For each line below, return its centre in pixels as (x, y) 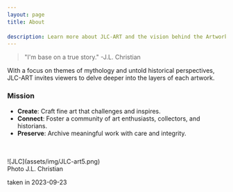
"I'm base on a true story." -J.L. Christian (82, 57)
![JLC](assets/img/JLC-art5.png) (54, 161)
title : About (26, 22)
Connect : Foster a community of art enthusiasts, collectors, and (109, 119)
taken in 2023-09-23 (37, 182)
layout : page (26, 15)
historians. (32, 125)
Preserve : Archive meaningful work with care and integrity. (102, 133)
